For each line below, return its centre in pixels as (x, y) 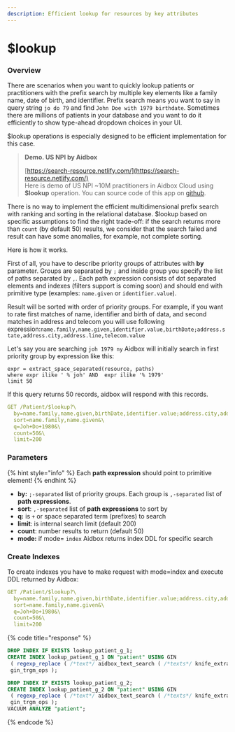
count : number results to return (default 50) (80, 531)
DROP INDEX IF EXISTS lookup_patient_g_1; (70, 651)
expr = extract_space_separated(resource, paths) (81, 369)
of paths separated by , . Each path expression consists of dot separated (112, 279)
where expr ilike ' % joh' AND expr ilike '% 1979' (86, 375)
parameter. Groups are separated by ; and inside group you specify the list (115, 271)
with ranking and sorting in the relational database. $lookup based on (107, 214)
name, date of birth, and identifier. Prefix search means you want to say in (114, 100)
